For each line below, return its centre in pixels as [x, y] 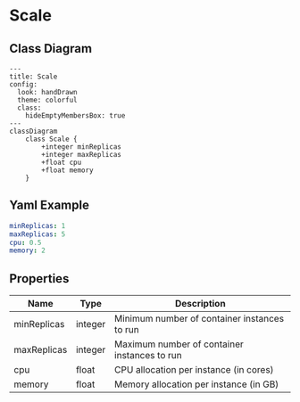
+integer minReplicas [82, 147]
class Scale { [51, 139]
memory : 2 [28, 250]
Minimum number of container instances [199, 319]
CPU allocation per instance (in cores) [194, 370]
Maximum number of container [179, 344]
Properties [39, 279]
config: [24, 85]
